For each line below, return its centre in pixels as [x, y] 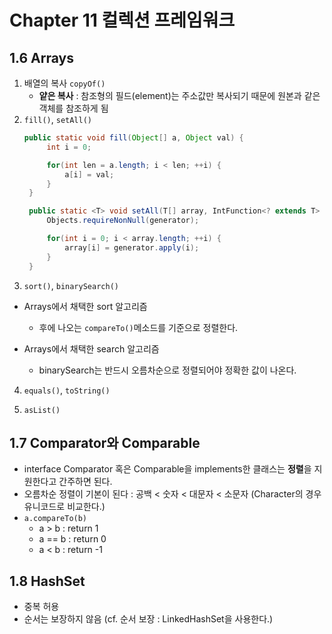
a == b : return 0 [72, 539]
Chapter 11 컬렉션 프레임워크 [122, 20]
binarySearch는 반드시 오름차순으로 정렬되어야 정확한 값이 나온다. [167, 370]
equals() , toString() [67, 390]
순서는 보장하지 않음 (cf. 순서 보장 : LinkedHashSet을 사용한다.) [148, 619]
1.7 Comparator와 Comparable [105, 442]
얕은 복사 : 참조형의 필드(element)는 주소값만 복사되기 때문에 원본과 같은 [179, 95]
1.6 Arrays [41, 57]
